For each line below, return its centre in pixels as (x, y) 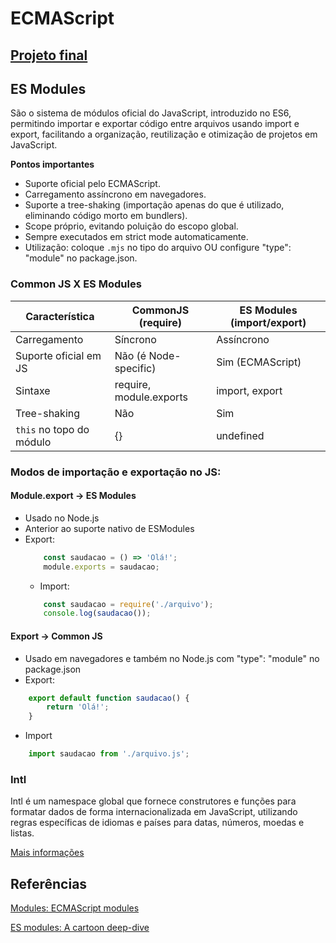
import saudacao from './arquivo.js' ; (109, 754)
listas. (22, 833)
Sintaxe (33, 390)
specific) (135, 368)
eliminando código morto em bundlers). (106, 216)
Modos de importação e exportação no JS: (116, 472)
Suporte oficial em (58, 355)
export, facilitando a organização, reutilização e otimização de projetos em (164, 134)
